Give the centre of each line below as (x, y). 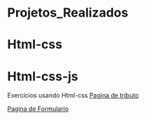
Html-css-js (43, 76)
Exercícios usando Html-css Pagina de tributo (73, 96)
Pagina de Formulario (38, 109)
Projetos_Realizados (68, 13)
